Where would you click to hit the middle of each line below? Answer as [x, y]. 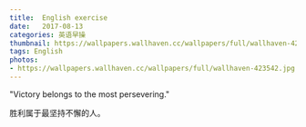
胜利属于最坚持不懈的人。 [57, 112]
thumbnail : [30, 43]
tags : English [36, 52]
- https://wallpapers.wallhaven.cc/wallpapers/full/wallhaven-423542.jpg [153, 69]
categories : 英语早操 [48, 34]
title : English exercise [58, 18]
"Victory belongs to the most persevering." [90, 94]
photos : [24, 60]
